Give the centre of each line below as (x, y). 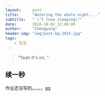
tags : (11, 39)
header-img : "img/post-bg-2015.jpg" (44, 34)
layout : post (23, 10)
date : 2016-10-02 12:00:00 (40, 24)
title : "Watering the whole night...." (53, 15)
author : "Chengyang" (31, 29)
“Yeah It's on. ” (33, 57)
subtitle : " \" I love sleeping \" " (44, 19)
